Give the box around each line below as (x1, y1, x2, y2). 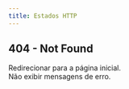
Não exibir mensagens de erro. (8, 72, 111, 82)
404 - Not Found (8, 42, 94, 56)
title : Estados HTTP (8, 11, 78, 20)
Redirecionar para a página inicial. (8, 63, 122, 73)
